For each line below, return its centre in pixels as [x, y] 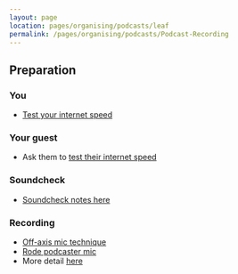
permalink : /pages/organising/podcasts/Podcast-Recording [119, 34]
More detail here [52, 261]
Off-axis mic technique [64, 242]
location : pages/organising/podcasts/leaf [89, 26]
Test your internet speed [67, 115]
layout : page [33, 17]
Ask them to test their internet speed [90, 157]
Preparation [43, 70]
